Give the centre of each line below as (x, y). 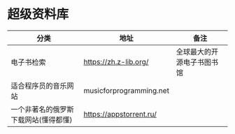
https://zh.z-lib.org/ (116, 61)
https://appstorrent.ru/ (120, 114)
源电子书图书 (197, 62)
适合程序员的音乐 (39, 86)
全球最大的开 (197, 52)
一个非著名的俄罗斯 (43, 109)
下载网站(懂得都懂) (42, 119)
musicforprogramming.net (127, 90)
